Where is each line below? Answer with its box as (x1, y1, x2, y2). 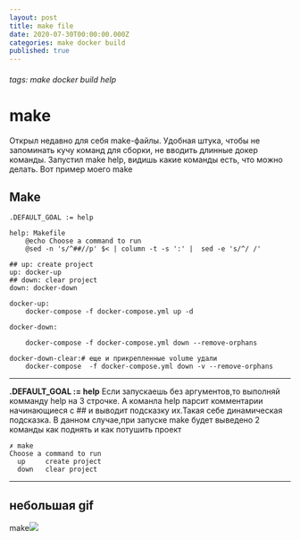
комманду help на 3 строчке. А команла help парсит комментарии (9, 396, 263, 407)
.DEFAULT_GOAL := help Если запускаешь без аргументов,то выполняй (9, 386, 280, 397)
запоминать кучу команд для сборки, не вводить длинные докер (9, 144, 259, 155)
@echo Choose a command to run (25, 236, 142, 246)
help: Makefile (9, 229, 66, 238)
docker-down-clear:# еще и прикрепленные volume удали (9, 355, 218, 364)
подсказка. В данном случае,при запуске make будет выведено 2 (9, 415, 261, 425)
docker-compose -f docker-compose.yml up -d (25, 307, 194, 316)
